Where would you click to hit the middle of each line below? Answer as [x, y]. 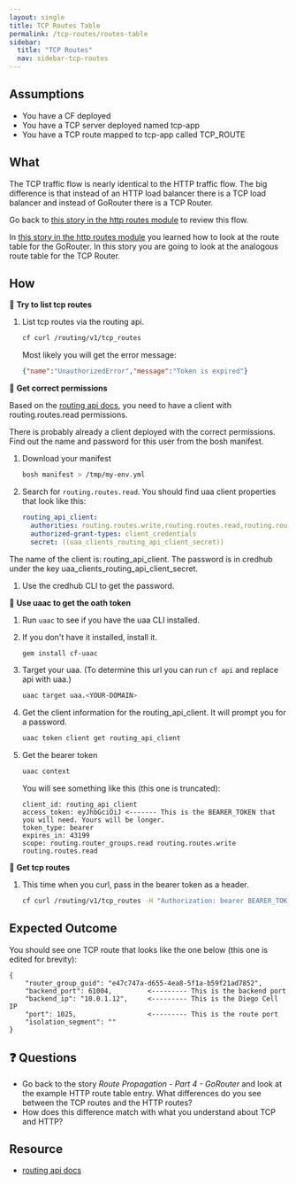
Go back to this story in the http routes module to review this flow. [129, 220]
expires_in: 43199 [56, 836]
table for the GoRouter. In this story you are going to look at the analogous [144, 246]
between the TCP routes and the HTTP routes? [107, 1103]
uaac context [46, 771]
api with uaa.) [47, 679]
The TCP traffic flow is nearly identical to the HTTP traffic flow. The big [138, 183]
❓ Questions [43, 1058]
